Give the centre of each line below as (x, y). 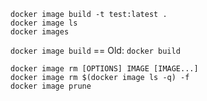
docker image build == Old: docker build (95, 50)
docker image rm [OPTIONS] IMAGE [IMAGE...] (104, 69)
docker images (40, 32)
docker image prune (51, 86)
